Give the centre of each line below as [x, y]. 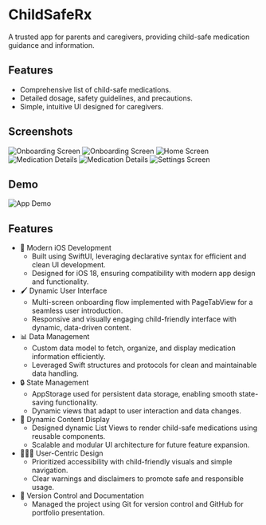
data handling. [55, 373]
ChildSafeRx [50, 15]
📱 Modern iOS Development [65, 248]
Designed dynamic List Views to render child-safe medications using [145, 428]
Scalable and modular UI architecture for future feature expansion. [141, 445]
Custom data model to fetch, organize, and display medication [134, 348]
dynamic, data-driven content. [81, 328]
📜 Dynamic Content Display [65, 420]
